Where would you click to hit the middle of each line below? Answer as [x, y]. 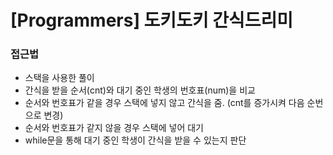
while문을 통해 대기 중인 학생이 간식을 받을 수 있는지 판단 [135, 140]
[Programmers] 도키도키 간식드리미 [152, 20]
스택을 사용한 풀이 [59, 78]
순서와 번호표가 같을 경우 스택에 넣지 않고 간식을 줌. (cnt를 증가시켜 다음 [164, 103]
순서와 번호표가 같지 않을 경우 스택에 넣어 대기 [114, 128]
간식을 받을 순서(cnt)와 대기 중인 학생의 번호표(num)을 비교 [140, 90]
